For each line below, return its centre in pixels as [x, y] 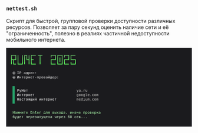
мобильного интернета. [36, 40]
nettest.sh [22, 8]
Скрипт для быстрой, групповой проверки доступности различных [91, 21]
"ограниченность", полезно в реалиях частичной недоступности [88, 34]
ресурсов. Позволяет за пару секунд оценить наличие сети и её [88, 27]
